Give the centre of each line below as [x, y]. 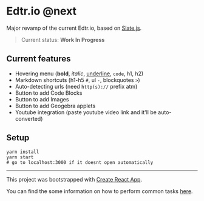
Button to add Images [42, 99]
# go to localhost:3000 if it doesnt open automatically [80, 162]
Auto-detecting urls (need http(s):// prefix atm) [76, 86]
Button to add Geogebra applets [55, 106]
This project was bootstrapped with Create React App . [74, 179]
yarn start [20, 157]
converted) [29, 118]
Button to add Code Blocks [49, 93]
